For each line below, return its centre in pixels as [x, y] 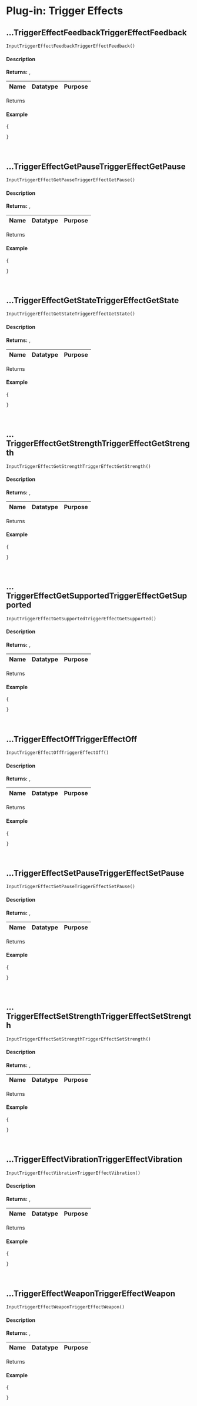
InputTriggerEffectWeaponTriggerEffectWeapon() [66, 1307]
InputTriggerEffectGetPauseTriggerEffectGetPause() [71, 180]
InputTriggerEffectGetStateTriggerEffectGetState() [71, 314]
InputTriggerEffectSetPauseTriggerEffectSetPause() [71, 887]
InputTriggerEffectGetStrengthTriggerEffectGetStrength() [79, 466]
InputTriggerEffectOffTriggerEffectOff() [58, 753]
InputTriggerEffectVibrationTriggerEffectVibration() [74, 1173]
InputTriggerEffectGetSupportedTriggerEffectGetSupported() [81, 619]
